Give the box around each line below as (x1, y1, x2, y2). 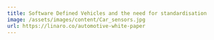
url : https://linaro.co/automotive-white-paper (7, 22, 146, 29)
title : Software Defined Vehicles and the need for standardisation (7, 9, 207, 17)
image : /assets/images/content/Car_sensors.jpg (7, 16, 146, 23)
